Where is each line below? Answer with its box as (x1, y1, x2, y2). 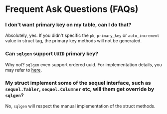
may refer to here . (5, 67, 42, 73)
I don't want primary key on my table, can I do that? (5, 21, 132, 28)
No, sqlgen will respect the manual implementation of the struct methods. (5, 103, 156, 109)
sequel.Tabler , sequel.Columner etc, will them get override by (5, 86, 155, 93)
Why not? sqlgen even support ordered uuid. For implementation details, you (5, 61, 162, 68)
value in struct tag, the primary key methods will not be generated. (5, 38, 142, 44)
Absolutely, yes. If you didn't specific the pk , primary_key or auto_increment (5, 32, 160, 38)
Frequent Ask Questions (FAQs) (5, 3, 139, 15)
